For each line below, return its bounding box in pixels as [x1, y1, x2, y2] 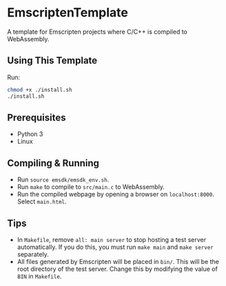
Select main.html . [17, 197, 67, 206]
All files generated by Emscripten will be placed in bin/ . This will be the [17, 257, 219, 265]
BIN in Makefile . [17, 272, 62, 280]
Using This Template [7, 55, 98, 67]
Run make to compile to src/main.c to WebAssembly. [17, 183, 165, 191]
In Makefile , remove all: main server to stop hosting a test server [17, 235, 207, 243]
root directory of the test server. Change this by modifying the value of [17, 265, 218, 273]
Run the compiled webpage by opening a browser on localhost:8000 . [17, 190, 215, 199]
